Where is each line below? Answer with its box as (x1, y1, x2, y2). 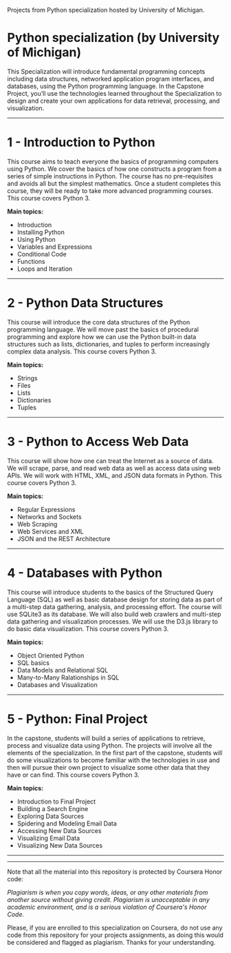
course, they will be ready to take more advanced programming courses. (7, 186, 213, 195)
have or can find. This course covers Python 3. (7, 770, 140, 779)
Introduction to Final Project (16, 797, 96, 806)
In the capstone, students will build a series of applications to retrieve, (7, 734, 206, 742)
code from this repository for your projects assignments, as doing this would (7, 930, 223, 939)
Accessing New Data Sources (16, 826, 102, 834)
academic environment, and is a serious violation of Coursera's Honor (7, 903, 207, 911)
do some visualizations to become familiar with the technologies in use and (7, 756, 220, 764)
